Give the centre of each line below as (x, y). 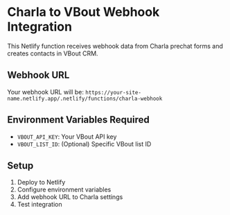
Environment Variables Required (79, 120)
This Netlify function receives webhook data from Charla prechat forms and (115, 46)
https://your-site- (114, 92)
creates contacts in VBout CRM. (53, 53)
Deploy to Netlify (41, 182)
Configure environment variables (64, 190)
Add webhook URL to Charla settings (70, 197)
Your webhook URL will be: (46, 92)
